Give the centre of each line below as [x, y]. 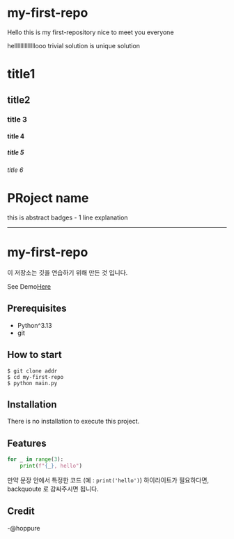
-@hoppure [24, 528]
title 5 [16, 152]
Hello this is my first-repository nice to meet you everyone [91, 32]
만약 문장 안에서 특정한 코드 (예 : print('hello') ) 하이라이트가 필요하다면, [108, 480]
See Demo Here [29, 286]
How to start [34, 355]
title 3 [17, 120]
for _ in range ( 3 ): [36, 459]
